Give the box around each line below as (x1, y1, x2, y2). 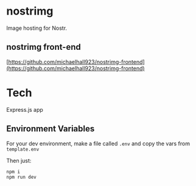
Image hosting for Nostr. (6, 24, 68, 32)
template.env (6, 146, 40, 153)
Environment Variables (6, 123, 95, 134)
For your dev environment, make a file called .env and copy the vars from (6, 140, 191, 147)
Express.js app (6, 106, 44, 113)
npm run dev (6, 174, 37, 180)
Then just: (6, 157, 32, 164)
